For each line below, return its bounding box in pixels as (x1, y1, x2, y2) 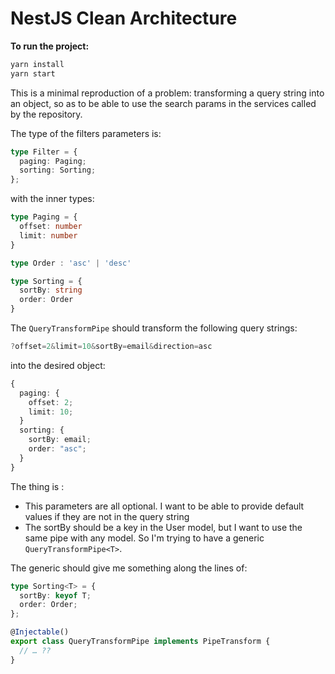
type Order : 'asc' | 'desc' (10, 258, 132, 268)
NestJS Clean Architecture (10, 7, 238, 30)
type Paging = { (10, 212, 78, 222)
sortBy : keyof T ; (19, 590, 92, 601)
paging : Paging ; (19, 156, 87, 166)
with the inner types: (10, 193, 95, 205)
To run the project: (10, 40, 90, 52)
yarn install (10, 59, 65, 69)
